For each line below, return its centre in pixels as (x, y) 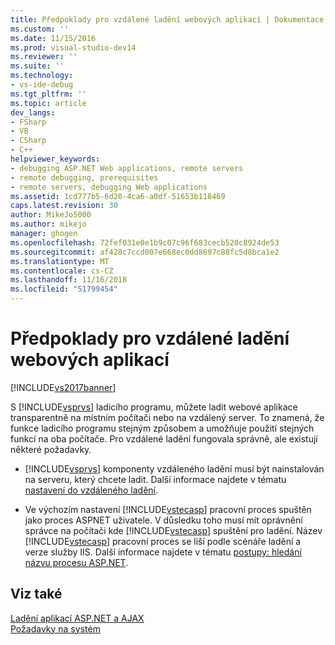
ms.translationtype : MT (60, 261)
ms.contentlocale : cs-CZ (62, 271)
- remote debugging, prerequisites (84, 177)
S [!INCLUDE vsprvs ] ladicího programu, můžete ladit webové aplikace (154, 407)
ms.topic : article (48, 103)
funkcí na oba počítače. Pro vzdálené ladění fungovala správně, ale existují (164, 438)
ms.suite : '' (37, 66)
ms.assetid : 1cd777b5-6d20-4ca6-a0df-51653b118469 (118, 196)
